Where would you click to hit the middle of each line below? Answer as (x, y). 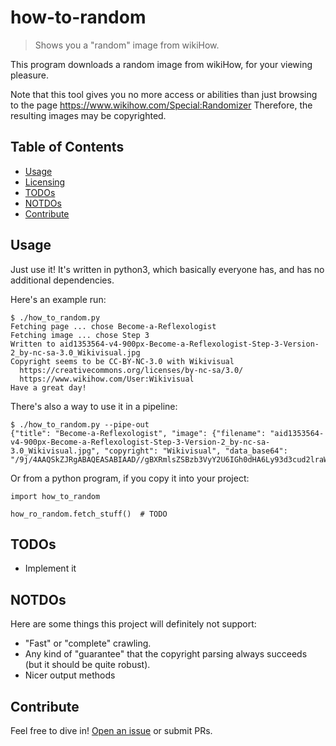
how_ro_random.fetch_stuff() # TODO (89, 514)
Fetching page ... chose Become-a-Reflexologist (113, 326)
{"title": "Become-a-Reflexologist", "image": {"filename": (138, 433)
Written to (33, 344)
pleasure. (30, 75)
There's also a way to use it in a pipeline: (94, 406)
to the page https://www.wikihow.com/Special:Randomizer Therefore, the (161, 105)
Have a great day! (48, 387)
